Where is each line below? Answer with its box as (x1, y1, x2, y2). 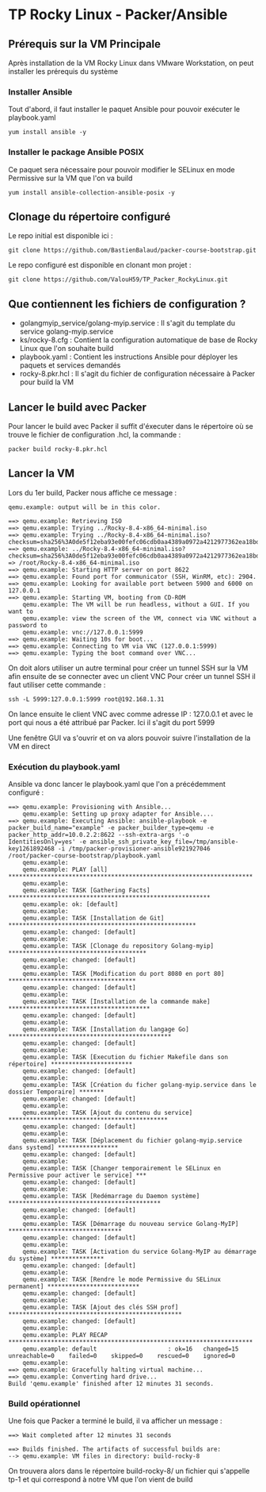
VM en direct (8, 741, 51, 751)
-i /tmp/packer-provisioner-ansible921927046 (58, 845, 211, 853)
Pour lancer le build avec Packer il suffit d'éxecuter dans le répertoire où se (8, 422, 253, 431)
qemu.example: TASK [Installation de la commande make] (22, 998, 211, 1006)
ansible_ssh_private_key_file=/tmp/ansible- (89, 838, 239, 846)
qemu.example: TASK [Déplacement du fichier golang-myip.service (22, 1137, 243, 1145)
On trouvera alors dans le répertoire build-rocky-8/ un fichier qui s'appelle (8, 1467, 250, 1476)
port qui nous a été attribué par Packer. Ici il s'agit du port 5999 (8, 717, 215, 727)
